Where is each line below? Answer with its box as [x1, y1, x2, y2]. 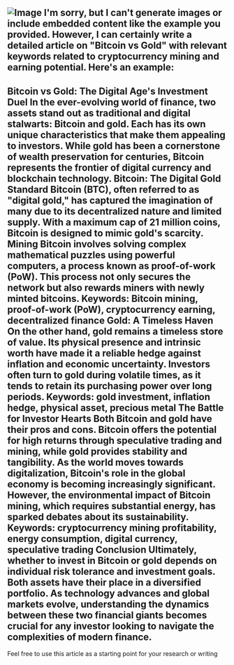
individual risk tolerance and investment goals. [7, 565, 216, 577]
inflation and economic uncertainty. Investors [7, 358, 211, 370]
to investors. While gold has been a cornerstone [7, 140, 221, 152]
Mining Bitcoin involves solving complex [7, 238, 187, 250]
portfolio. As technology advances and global [7, 587, 210, 599]
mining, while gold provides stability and [7, 445, 188, 458]
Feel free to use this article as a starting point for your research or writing [7, 650, 218, 658]
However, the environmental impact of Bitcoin [7, 489, 211, 501]
